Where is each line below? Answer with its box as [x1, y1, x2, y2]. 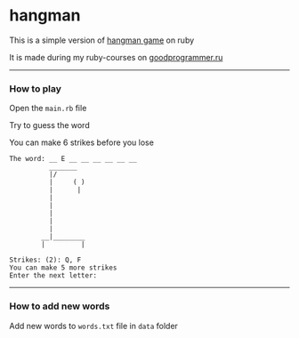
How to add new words [9, 300, 110, 312]
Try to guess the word [9, 120, 91, 131]
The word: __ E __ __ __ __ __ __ [9, 155, 138, 164]
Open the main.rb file [9, 103, 87, 114]
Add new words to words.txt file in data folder [9, 320, 178, 331]
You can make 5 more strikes [9, 263, 117, 272]
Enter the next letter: [9, 271, 98, 280]
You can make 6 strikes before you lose [9, 137, 154, 148]
